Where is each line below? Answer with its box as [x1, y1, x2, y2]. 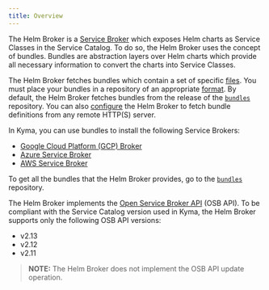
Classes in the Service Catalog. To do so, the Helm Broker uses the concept [8, 42, 261, 53]
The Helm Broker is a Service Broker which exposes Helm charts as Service [8, 34, 261, 44]
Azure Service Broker [19, 149, 91, 159]
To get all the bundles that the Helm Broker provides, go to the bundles [8, 174, 243, 183]
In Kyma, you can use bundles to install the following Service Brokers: [8, 125, 241, 135]
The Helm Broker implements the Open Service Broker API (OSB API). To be [8, 198, 260, 208]
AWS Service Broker [19, 158, 88, 168]
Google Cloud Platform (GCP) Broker [19, 141, 143, 150]
